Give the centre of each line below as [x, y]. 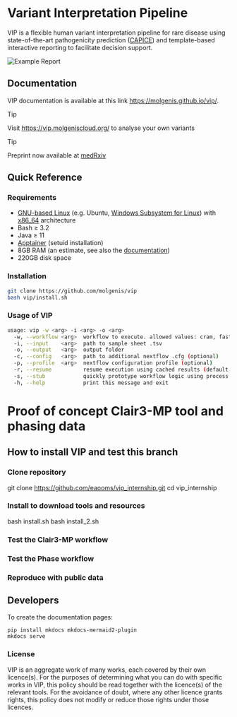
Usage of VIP [30, 316]
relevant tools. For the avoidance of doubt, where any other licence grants [115, 692]
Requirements [32, 198]
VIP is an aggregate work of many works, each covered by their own [107, 670]
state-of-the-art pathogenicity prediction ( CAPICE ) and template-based [111, 40]
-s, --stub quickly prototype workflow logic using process [121, 376]
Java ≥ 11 [31, 235]
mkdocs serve [26, 636]
